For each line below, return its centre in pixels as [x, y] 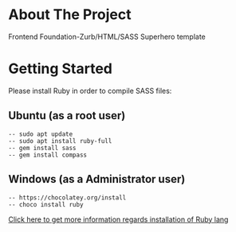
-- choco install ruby [46, 204]
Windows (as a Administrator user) [97, 179]
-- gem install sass [43, 148]
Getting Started [61, 69]
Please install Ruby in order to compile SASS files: [90, 91]
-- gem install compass [48, 155]
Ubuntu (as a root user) [67, 116]
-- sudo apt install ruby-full [60, 141]
